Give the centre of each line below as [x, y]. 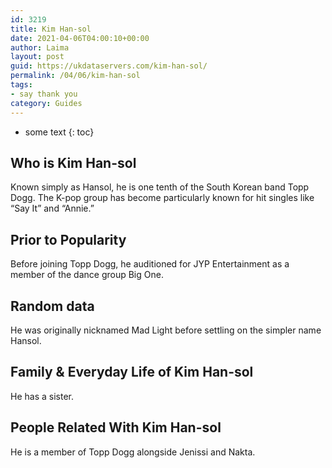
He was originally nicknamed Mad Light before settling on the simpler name [166, 330]
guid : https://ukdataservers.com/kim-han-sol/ [109, 66]
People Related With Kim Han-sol [116, 427]
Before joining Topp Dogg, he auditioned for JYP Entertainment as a [150, 264]
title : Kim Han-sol [51, 29]
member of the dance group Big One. [87, 275]
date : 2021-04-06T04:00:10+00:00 [80, 38]
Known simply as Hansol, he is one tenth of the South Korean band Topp [160, 187]
